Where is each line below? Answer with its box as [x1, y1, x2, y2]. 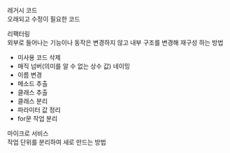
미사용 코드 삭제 [17, 53, 61, 61]
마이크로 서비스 [7, 129, 49, 138]
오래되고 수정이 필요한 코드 [7, 15, 80, 23]
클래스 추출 [17, 88, 48, 96]
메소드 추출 [17, 80, 48, 87]
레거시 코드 [7, 6, 38, 14]
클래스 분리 [17, 97, 48, 105]
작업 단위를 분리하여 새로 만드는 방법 [7, 138, 106, 146]
